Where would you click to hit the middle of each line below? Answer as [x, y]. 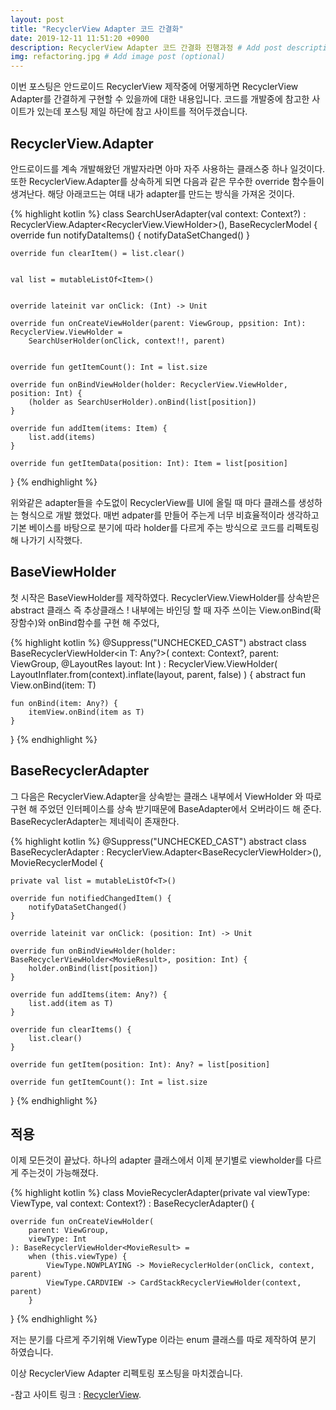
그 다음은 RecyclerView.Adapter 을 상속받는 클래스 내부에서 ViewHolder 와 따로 [166, 796]
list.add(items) [62, 437]
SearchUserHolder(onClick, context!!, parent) [127, 341]
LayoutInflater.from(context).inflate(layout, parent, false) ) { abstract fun [158, 674]
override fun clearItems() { [71, 1029]
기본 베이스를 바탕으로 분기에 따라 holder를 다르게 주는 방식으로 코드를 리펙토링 [165, 527]
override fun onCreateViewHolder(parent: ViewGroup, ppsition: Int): [158, 323]
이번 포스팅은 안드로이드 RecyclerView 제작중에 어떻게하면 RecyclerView [154, 87]
